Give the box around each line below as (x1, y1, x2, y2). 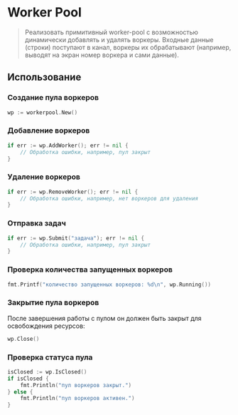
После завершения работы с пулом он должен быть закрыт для (7, 314, 202, 322)
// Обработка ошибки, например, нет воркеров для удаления (20, 195, 199, 202)
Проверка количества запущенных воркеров (7, 265, 173, 275)
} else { (7, 388, 33, 396)
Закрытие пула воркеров (7, 297, 99, 307)
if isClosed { (7, 375, 50, 382)
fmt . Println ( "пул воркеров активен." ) (20, 395, 135, 402)
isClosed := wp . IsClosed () (7, 368, 87, 375)
